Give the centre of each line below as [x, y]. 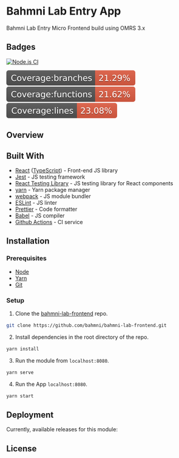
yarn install [23, 349]
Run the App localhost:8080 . [51, 384]
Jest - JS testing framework [50, 177]
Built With [25, 156]
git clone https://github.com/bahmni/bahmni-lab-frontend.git [86, 325]
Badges [21, 47]
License [22, 449]
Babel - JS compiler [40, 215]
